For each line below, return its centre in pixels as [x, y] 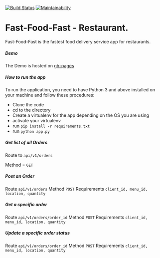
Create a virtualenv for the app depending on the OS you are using [81, 115]
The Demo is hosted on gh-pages [40, 65]
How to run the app [25, 77]
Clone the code [28, 104]
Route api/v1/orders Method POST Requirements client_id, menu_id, [77, 189]
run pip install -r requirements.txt [51, 126]
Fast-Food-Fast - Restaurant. [67, 28]
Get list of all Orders [26, 143]
